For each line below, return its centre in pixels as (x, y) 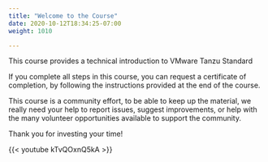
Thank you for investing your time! (66, 134)
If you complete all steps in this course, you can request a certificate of (128, 77)
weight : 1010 (30, 31)
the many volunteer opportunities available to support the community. (125, 118)
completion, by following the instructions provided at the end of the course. (134, 85)
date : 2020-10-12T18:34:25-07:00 (65, 23)
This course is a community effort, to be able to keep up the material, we (130, 101)
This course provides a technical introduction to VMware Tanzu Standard (131, 61)
